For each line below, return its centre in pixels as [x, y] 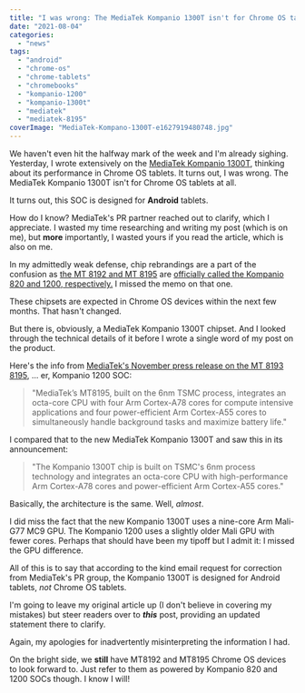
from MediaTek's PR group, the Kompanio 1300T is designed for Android [145, 577]
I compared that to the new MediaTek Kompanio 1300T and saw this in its [146, 439]
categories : [32, 35]
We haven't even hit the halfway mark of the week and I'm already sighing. [149, 154]
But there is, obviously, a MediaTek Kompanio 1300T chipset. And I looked [148, 329]
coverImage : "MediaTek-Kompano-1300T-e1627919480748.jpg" [121, 128]
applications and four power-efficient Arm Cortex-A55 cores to [149, 412]
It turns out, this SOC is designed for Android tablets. [109, 200]
